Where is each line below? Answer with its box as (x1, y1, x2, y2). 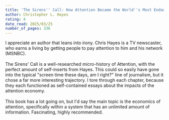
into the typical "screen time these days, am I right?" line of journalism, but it (5, 72, 163, 78)
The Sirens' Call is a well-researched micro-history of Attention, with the (5, 61, 155, 67)
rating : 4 (5, 17, 26, 22)
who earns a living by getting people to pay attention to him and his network (5, 45, 163, 51)
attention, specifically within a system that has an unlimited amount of (5, 104, 150, 110)
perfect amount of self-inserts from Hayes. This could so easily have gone (5, 66, 159, 73)
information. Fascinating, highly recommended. (5, 109, 103, 115)
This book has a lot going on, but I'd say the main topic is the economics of (5, 98, 161, 104)
